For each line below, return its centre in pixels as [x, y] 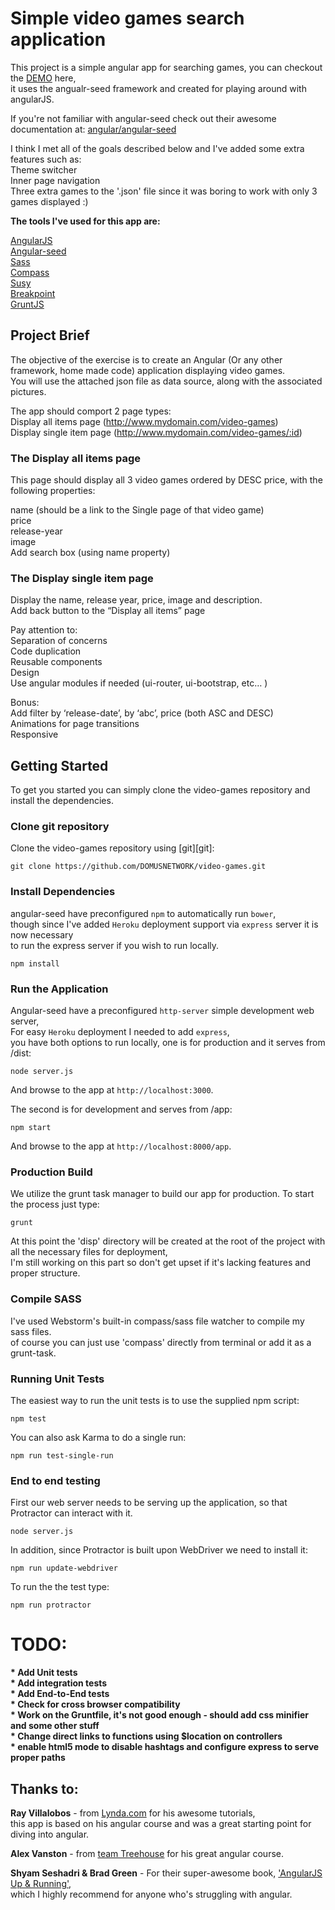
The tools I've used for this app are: [85, 221]
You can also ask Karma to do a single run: [98, 1437]
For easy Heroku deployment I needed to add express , [120, 1032]
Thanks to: [44, 1788]
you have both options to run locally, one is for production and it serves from [168, 1043]
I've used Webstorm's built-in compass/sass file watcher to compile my [157, 1321]
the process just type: [55, 1204]
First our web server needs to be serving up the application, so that [149, 1503]
